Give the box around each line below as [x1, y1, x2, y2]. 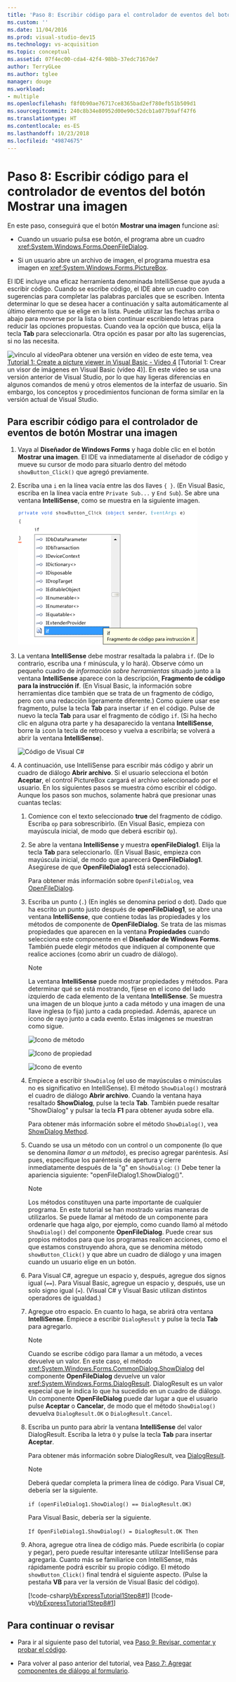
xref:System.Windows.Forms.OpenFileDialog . [17, 242, 149, 251]
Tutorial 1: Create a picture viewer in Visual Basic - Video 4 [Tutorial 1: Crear [7, 358, 226, 367]
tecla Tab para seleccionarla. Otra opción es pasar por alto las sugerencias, [7, 330, 226, 338]
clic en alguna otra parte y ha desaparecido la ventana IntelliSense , [17, 719, 214, 727]
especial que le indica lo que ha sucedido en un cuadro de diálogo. [27, 1387, 223, 1395]
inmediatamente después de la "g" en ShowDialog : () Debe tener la [27, 1163, 221, 1172]
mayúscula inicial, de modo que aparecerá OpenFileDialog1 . [27, 856, 203, 864]
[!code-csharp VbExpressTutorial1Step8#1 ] [27, 1591, 150, 1600]
